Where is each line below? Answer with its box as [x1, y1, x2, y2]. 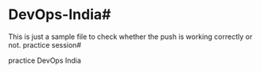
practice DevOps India [8, 56, 82, 65]
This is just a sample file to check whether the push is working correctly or [8, 32, 253, 41]
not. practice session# [8, 40, 82, 49]
